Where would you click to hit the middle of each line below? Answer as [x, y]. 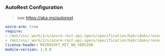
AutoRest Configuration [34, 7]
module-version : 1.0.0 [28, 49]
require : [14, 31]
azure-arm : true [22, 27]
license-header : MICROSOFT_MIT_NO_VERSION [49, 45]
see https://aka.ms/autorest [45, 18]
